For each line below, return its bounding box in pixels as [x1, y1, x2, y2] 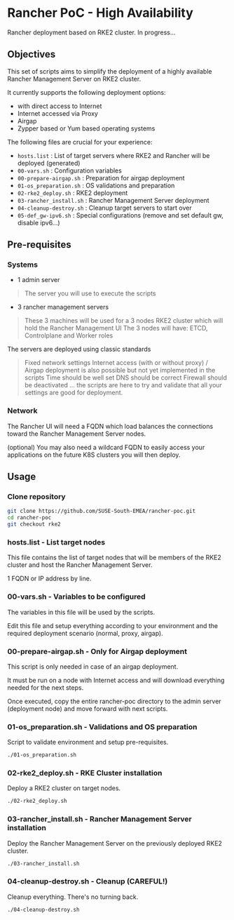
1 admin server [17, 276, 60, 284]
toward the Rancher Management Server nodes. [7, 429, 146, 438]
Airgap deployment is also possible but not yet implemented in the [24, 366, 216, 375]
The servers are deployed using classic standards [7, 345, 151, 354]
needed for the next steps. [7, 683, 84, 692]
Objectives [7, 48, 56, 60]
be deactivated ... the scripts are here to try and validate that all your [24, 381, 223, 389]
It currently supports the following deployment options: [7, 88, 166, 96]
